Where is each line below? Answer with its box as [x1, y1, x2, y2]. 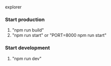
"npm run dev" [12, 55, 42, 61]
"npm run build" [12, 27, 44, 33]
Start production [5, 16, 45, 23]
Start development [5, 45, 50, 51]
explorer [5, 4, 22, 10]
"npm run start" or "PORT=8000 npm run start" [12, 33, 107, 38]
